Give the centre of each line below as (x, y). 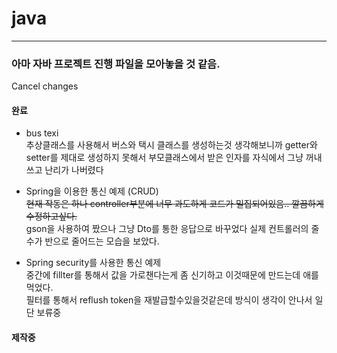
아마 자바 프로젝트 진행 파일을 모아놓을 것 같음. (116, 64)
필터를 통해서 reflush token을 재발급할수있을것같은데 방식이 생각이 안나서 (169, 300)
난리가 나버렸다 (74, 170)
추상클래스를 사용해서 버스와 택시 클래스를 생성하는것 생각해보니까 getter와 (171, 145)
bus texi (42, 133)
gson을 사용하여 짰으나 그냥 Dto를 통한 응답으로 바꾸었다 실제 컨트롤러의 (167, 229)
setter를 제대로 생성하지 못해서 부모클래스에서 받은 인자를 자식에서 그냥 (164, 158)
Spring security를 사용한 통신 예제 (93, 263)
